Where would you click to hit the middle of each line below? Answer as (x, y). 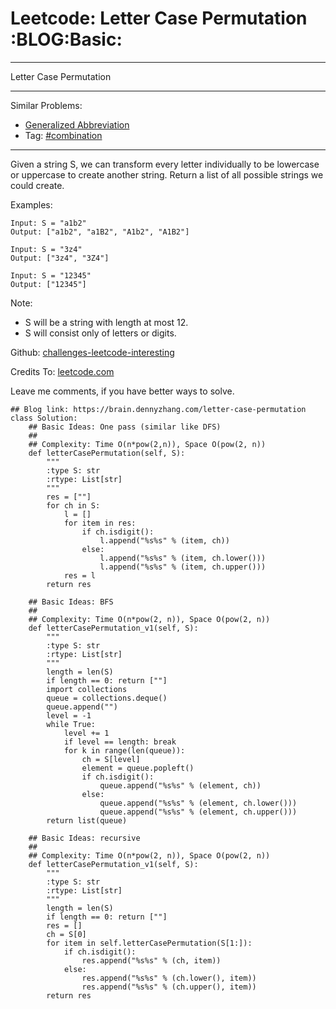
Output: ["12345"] (48, 284)
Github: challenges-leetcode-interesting (92, 352)
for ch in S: (73, 505)
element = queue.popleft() (138, 768)
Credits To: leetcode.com (62, 371)
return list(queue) (87, 820)
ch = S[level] (111, 759)
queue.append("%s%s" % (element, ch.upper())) (198, 812)
